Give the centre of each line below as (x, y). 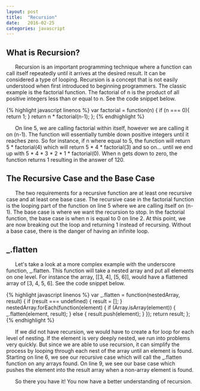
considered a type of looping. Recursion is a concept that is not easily (92, 80)
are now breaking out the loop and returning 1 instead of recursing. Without (99, 224)
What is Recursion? (43, 52)
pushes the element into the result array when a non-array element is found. (100, 370)
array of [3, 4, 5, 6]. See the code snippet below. (66, 283)
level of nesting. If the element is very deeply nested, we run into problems (98, 338)
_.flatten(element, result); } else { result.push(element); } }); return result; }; (98, 313)
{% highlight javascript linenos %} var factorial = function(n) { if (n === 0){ (98, 110)
